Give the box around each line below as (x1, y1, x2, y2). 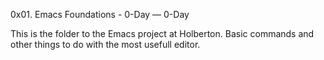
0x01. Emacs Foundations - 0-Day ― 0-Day (10, 9, 190, 20)
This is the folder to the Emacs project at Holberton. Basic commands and (10, 28, 315, 39)
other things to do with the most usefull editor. (10, 39, 201, 50)
